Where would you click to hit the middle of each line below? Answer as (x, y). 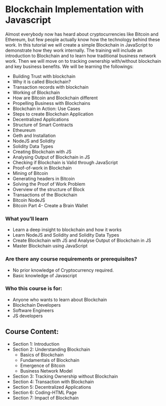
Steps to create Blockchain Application (53, 114)
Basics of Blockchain (42, 355)
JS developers (28, 316)
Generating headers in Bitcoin (44, 178)
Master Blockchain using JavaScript (50, 246)
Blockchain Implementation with (75, 9)
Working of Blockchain (36, 92)
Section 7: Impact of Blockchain (46, 398)
